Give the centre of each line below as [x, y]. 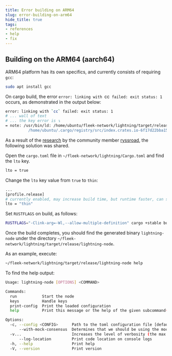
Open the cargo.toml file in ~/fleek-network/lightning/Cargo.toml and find [85, 155]
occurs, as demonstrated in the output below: [53, 102]
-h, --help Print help [52, 344]
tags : [11, 24]
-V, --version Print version [56, 349]
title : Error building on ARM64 [40, 10]
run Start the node [42, 296]
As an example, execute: [31, 254]
